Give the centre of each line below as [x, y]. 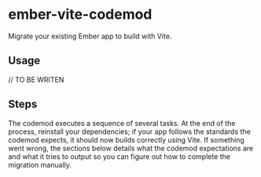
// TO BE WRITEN [36, 79]
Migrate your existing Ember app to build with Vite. [90, 36]
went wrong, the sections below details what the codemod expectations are [131, 148]
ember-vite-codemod [80, 14]
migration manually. [40, 164]
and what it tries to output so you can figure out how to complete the [119, 156]
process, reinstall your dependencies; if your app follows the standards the [130, 132]
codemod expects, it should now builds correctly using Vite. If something [127, 139]
